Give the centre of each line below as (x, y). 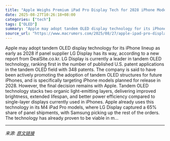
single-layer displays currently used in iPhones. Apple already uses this (80, 102)
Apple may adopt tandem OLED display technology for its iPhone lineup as (83, 48)
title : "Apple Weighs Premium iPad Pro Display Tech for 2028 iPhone (80, 10)
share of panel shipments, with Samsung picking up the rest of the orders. (82, 113)
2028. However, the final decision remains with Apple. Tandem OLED (77, 86)
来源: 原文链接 (20, 133)
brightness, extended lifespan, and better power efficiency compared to (80, 96)
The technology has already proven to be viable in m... (62, 118)
